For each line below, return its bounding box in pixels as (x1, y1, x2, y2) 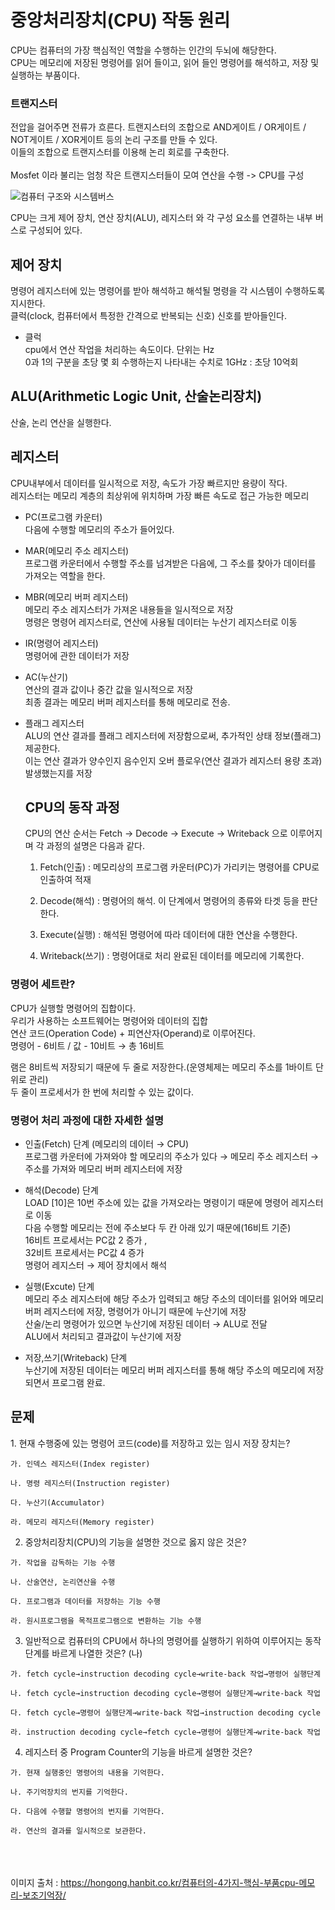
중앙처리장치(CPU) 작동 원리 (10, 9, 231, 32)
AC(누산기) (24, 671, 69, 683)
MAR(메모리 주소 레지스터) (24, 544, 130, 556)
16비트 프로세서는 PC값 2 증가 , (24, 1234, 148, 1246)
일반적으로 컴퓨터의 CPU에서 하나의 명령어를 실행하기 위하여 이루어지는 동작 (24, 1634, 322, 1646)
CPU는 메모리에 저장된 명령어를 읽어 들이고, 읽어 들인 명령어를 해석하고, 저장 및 (10, 56, 320, 68)
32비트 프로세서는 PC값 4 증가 (24, 1247, 145, 1259)
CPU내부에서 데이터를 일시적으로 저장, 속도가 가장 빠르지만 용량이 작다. (10, 477, 288, 489)
